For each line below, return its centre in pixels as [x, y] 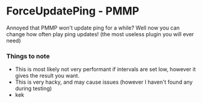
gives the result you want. [47, 76]
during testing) [34, 89]
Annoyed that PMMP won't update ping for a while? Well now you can [93, 28]
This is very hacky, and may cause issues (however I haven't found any [104, 82]
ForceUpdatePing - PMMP [73, 11]
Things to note [28, 56]
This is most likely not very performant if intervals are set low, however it [105, 69]
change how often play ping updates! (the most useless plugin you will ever [100, 34]
